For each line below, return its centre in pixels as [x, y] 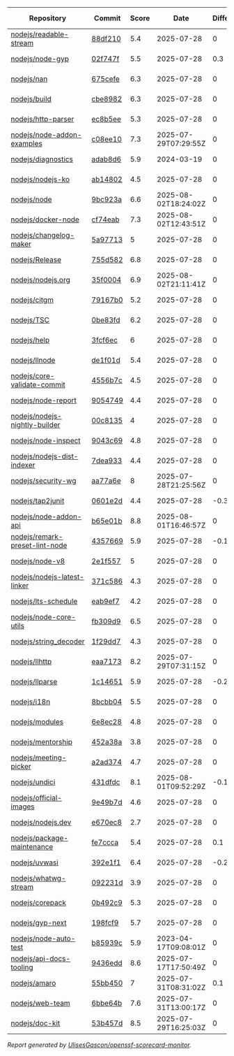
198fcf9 [105, 923]
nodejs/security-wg [44, 480]
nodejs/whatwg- [38, 878]
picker [21, 766]
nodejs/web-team [41, 1003]
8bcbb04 [107, 702]
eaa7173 [107, 661]
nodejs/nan [29, 79]
